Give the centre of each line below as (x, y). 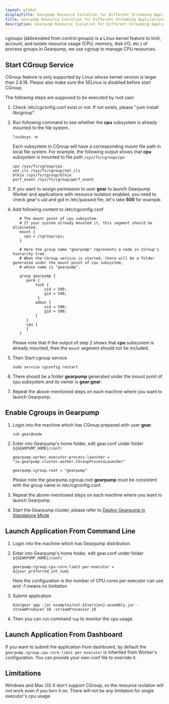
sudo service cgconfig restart (45, 367)
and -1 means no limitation (40, 586)
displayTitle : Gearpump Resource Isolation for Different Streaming (78, 15)
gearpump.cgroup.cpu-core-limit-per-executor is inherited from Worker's (81, 652)
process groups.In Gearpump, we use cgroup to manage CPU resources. (81, 49)
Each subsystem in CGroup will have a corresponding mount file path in (87, 146)
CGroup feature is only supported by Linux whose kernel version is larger (81, 77)
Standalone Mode (31, 515)
